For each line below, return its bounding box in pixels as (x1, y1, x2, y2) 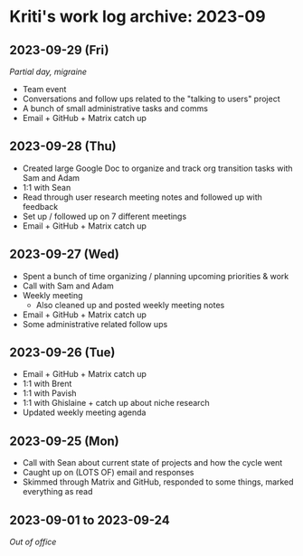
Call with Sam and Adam (22, 280, 115, 291)
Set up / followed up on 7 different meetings (22, 211, 187, 221)
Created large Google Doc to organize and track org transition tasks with (22, 163, 293, 174)
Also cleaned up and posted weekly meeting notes (35, 299, 225, 310)
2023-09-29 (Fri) (9, 42, 109, 58)
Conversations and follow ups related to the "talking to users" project (22, 93, 280, 104)
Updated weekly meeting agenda (22, 407, 147, 418)
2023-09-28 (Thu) (9, 138, 118, 155)
